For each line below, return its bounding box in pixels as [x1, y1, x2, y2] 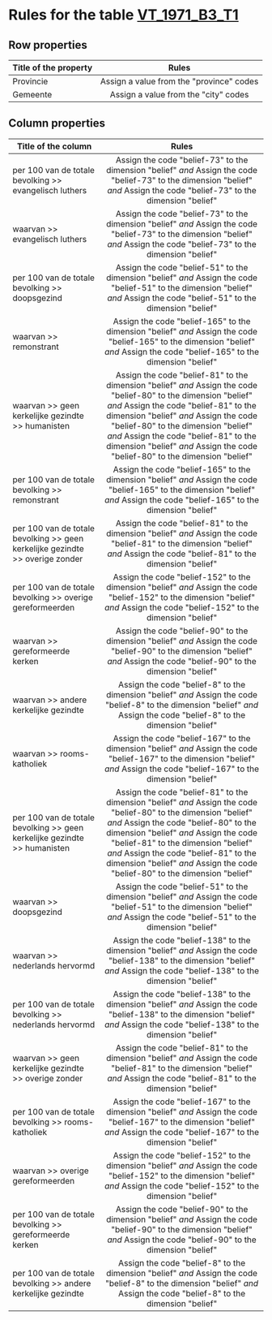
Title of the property [12, 63, 93, 73]
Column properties [8, 116, 105, 131]
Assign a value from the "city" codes [109, 89, 249, 100]
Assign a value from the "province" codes [100, 75, 259, 87]
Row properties [8, 38, 87, 52]
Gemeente [12, 89, 53, 100]
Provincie [12, 75, 49, 87]
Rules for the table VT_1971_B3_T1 [8, 6, 239, 24]
